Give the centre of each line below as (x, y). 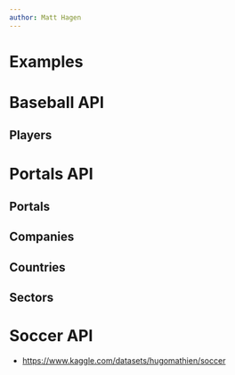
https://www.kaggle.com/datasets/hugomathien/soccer (124, 361)
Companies (42, 237)
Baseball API (57, 103)
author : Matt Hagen (45, 17)
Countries (37, 267)
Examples (46, 61)
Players (31, 135)
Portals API (51, 174)
